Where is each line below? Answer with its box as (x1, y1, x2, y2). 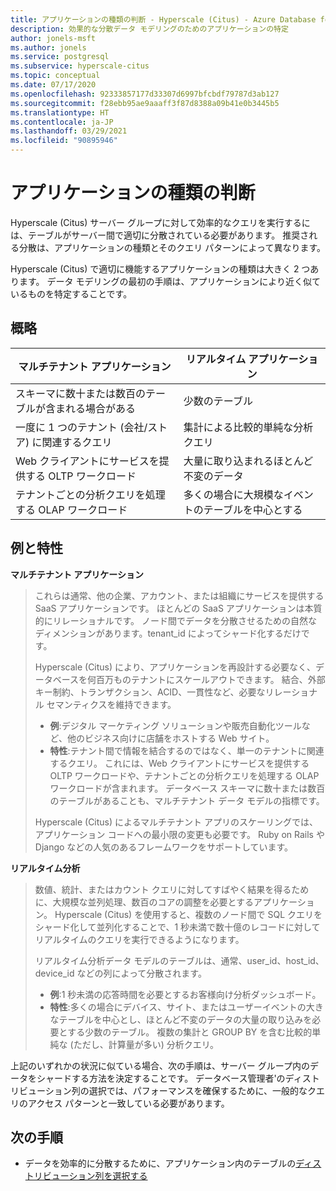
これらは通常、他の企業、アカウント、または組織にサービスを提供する (34, 589, 325, 601)
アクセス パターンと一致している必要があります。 (27, 1097, 230, 1109)
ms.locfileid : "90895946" (10, 136, 118, 146)
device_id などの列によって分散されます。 (34, 967, 207, 979)
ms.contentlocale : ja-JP (10, 117, 114, 127)
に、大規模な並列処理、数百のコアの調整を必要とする (34, 896, 254, 908)
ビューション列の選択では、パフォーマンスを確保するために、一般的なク (18, 1084, 317, 1096)
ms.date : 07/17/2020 (10, 80, 97, 90)
